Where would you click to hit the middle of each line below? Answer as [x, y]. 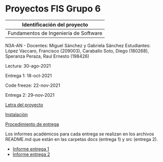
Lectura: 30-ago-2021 [28, 66]
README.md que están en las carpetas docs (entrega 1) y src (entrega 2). [82, 139]
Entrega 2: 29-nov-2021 [30, 95]
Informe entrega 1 [31, 149]
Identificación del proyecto [55, 25]
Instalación [17, 114]
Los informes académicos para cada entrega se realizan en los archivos [80, 134]
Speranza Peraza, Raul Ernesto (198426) [47, 56]
